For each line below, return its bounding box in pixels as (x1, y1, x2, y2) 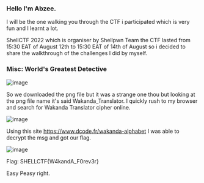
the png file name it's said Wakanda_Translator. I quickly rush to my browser (6, 97, 198, 105)
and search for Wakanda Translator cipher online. (6, 103, 131, 111)
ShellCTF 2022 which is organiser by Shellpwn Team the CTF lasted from (6, 37, 191, 44)
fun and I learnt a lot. (6, 24, 59, 32)
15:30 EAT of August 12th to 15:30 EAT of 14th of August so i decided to (6, 43, 186, 50)
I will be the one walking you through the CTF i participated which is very (6, 18, 190, 26)
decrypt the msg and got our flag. (6, 133, 92, 141)
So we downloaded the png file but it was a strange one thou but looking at (6, 91, 195, 98)
